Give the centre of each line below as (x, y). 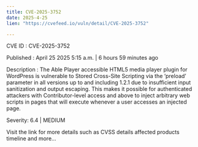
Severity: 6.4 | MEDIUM (36, 120)
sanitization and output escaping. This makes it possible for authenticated (99, 89)
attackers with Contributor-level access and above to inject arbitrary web (98, 96)
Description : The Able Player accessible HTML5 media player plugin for (97, 70)
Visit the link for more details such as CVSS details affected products (93, 132)
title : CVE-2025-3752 (34, 12)
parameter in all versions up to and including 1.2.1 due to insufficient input (99, 82)
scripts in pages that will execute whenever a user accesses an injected (97, 102)
